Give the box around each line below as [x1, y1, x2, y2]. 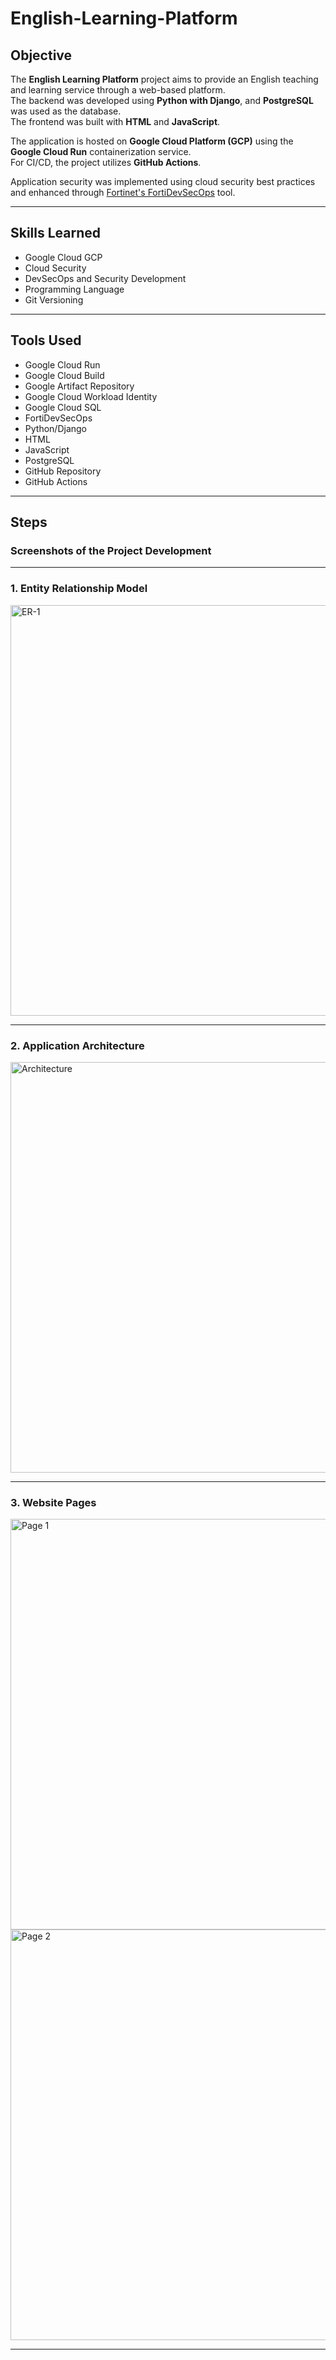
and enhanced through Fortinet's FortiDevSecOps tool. [10, 187, 236, 198]
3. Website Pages [10, 1495, 97, 1509]
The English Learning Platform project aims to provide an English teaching [10, 73, 319, 85]
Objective [10, 47, 73, 64]
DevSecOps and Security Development [24, 272, 187, 284]
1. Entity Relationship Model [10, 582, 148, 596]
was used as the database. [10, 105, 122, 117]
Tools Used [10, 332, 82, 349]
